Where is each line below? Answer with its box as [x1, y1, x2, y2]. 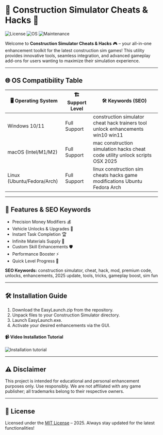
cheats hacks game [93, 172, 138, 178]
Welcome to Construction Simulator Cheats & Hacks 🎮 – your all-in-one [5, 40, 152, 46]
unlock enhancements [93, 125, 144, 132]
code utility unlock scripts [93, 152, 152, 158]
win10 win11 [93, 131, 123, 138]
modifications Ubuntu [93, 177, 142, 184]
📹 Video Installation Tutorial [5, 334, 64, 340]
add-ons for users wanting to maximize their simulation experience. [5, 58, 140, 64]
